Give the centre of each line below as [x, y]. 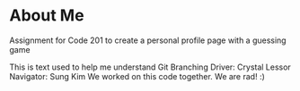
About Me [47, 16]
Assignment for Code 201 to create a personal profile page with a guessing [148, 40]
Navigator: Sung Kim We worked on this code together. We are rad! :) [137, 76]
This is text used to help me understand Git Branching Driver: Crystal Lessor [150, 67]
